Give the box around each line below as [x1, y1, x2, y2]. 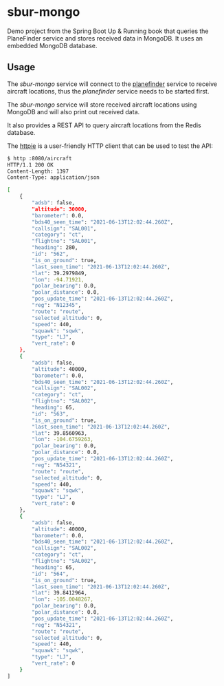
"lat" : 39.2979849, [32, 270, 88, 277]
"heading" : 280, [32, 244, 78, 251]
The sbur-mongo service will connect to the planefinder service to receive [7, 80, 218, 88]
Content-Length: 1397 [7, 168, 69, 175]
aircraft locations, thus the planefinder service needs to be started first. [7, 87, 210, 95]
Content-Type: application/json [7, 174, 100, 181]
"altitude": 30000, [32, 206, 88, 213]
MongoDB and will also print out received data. [7, 107, 140, 116]
